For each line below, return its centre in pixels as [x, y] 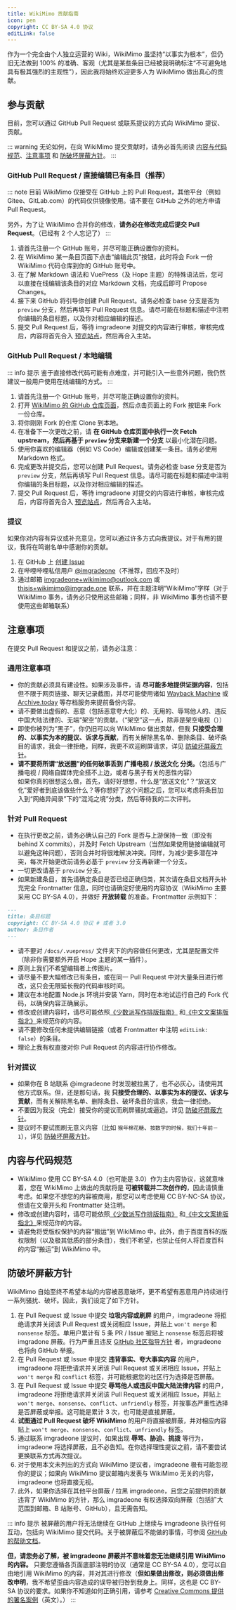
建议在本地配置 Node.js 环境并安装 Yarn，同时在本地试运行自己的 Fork [119, 994]
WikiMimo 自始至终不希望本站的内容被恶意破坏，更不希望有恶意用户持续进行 [118, 1291]
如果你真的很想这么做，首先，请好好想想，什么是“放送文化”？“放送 [114, 781]
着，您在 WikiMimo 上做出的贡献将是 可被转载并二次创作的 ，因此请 [114, 1187]
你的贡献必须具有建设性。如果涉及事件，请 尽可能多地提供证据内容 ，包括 [123, 685]
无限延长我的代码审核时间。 [88, 985]
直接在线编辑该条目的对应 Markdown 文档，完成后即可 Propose [115, 283]
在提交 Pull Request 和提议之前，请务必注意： [73, 648]
